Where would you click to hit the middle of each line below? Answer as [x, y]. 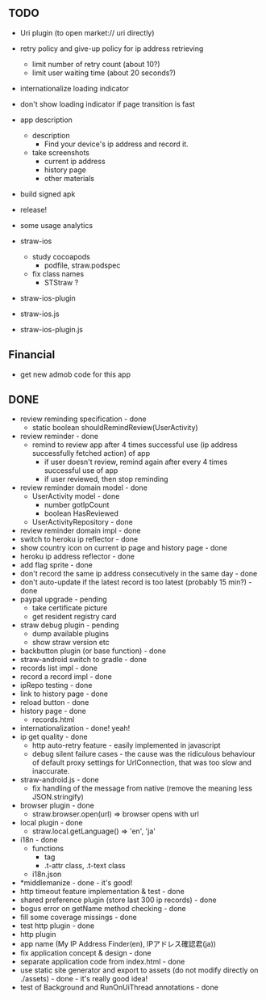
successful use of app [81, 470]
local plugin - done [51, 823]
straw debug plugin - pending [69, 625]
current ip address [75, 161]
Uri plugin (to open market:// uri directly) [87, 32]
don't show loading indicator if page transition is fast [107, 103]
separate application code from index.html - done [102, 962]
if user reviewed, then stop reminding [106, 479]
